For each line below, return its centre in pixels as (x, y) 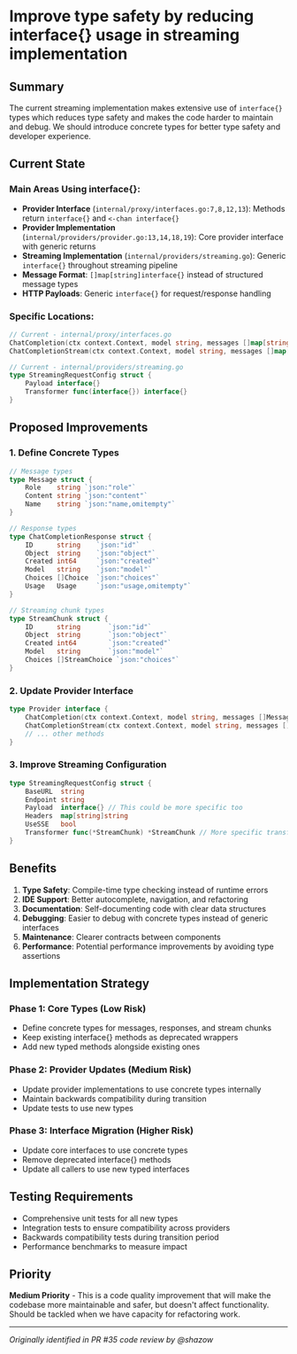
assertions (41, 955)
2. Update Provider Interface (72, 690)
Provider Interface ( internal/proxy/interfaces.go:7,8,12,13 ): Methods (153, 208)
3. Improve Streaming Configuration (88, 765)
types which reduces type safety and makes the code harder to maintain (141, 117)
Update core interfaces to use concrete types (105, 1150)
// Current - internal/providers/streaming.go (96, 367)
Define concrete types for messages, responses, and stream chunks (147, 1028)
